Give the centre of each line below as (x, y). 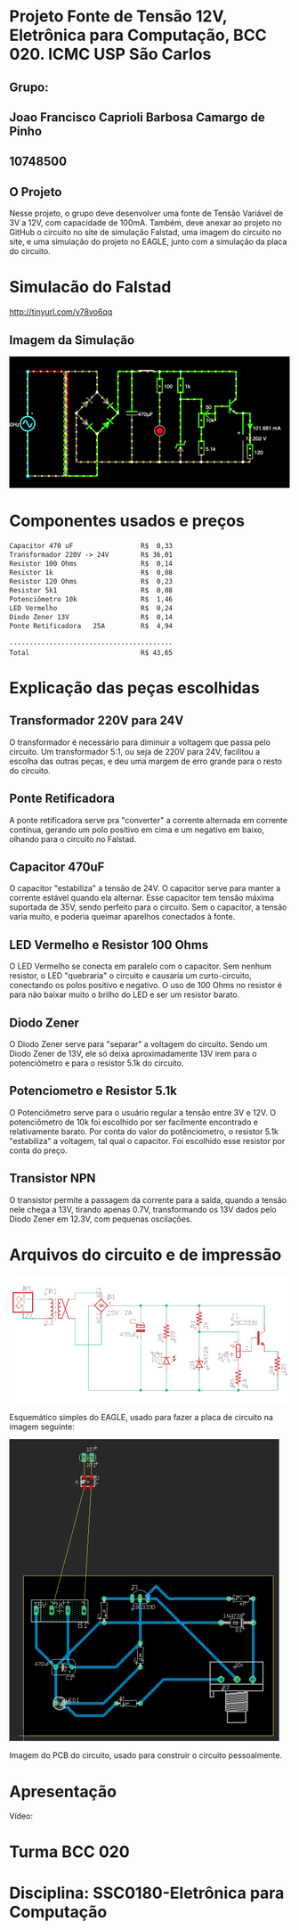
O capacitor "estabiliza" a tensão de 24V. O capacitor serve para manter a (145, 888)
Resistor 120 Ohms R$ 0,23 (91, 581)
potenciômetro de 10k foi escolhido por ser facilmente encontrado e (133, 1122)
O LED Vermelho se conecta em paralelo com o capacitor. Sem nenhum (141, 966)
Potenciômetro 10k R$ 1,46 (91, 599)
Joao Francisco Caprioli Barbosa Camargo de (137, 117)
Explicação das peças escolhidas (134, 687)
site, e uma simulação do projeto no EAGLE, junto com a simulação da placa (148, 241)
